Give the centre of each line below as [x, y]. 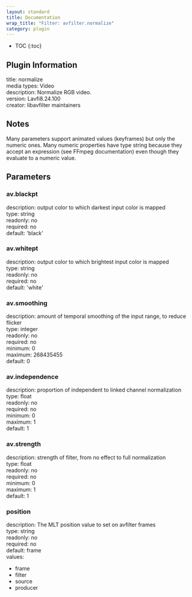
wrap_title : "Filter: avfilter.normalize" [60, 23]
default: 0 [18, 361]
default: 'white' [25, 287]
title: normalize [25, 80]
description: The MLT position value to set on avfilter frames [81, 525]
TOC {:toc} [28, 46]
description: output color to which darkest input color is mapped [86, 207]
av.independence [33, 377]
